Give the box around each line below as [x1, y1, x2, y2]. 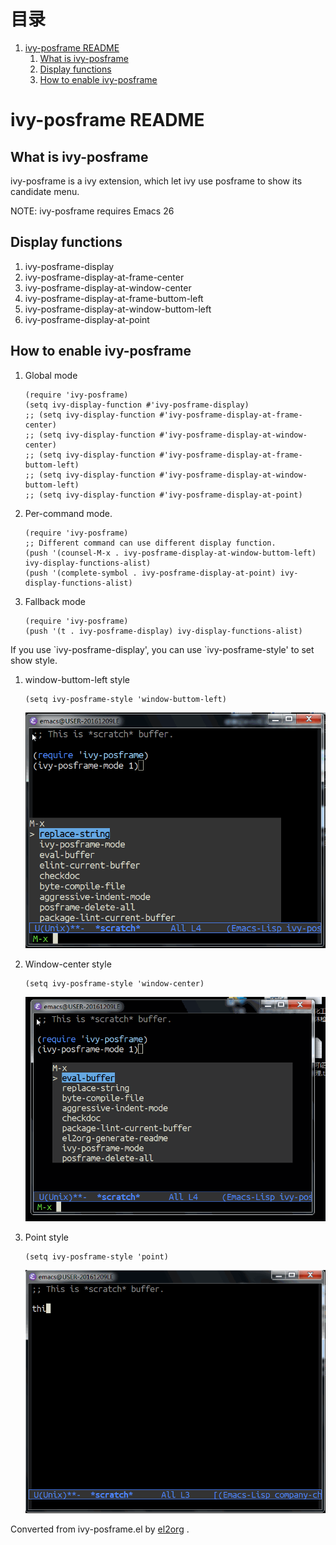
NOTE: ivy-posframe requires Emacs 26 [10, 205, 175, 217]
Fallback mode [24, 595, 86, 607]
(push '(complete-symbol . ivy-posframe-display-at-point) [24, 568, 277, 578]
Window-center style [24, 958, 112, 970]
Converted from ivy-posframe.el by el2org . [10, 1523, 190, 1535]
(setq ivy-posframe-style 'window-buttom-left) [24, 694, 227, 704]
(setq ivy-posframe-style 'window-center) [24, 979, 205, 989]
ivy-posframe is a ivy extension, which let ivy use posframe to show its [10, 175, 303, 187]
